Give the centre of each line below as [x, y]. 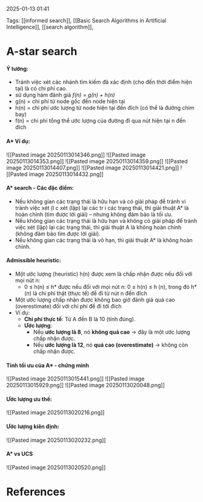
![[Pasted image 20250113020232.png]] [56, 440]
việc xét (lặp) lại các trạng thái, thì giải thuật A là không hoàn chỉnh [98, 227]
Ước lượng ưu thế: [29, 399]
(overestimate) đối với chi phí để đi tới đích [68, 306]
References [36, 492]
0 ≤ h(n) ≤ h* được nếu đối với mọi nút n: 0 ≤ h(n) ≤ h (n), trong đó [107, 287]
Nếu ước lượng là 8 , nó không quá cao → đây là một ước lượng [111, 332]
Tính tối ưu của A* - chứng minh [48, 365]
